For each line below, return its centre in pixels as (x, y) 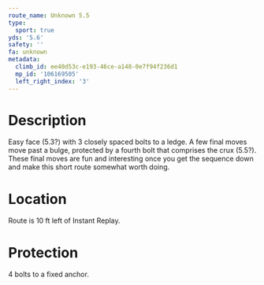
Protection (43, 252)
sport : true (35, 30)
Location (37, 199)
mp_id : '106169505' (47, 74)
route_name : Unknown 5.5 (49, 15)
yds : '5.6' (26, 37)
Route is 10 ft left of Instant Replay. (64, 220)
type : (17, 23)
